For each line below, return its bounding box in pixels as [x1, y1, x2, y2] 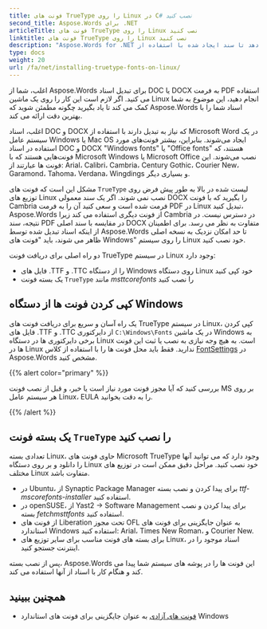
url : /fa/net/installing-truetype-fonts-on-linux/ [9, 64, 181, 72]
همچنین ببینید [9, 590, 66, 603]
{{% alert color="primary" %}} [9, 368, 109, 377]
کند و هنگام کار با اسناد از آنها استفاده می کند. [9, 567, 143, 576]
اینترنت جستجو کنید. [20, 543, 80, 552]
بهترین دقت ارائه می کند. [9, 111, 83, 120]
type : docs [9, 49, 45, 57]
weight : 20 [9, 57, 45, 65]
